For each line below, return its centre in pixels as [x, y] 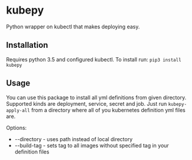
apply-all [18, 110]
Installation [27, 45]
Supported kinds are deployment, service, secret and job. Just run [87, 103]
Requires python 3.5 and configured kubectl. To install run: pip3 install [94, 59]
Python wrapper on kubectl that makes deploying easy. [73, 27]
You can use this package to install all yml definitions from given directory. [96, 97]
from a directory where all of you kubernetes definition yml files [108, 110]
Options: [16, 128]
